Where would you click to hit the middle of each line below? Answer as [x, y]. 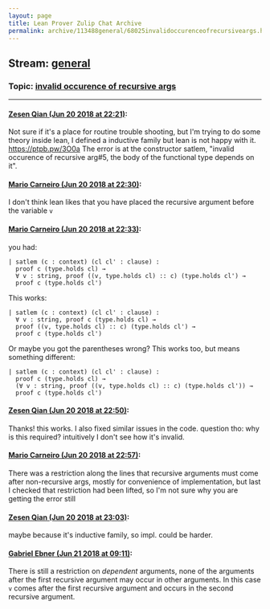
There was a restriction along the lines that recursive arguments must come [133, 473]
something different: [42, 357]
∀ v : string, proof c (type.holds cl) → [86, 319]
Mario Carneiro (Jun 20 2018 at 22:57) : [75, 456]
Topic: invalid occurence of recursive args [92, 86]
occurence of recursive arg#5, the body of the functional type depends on [131, 157]
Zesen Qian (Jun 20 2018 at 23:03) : [69, 517]
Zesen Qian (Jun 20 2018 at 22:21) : [68, 114]
